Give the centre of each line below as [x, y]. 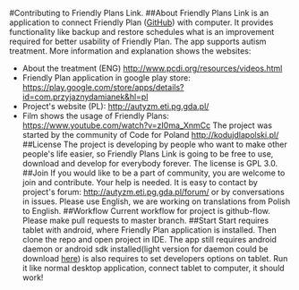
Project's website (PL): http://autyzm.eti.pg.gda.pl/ [115, 106]
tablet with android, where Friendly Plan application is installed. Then [149, 230]
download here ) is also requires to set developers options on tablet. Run [155, 258]
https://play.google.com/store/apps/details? [103, 87]
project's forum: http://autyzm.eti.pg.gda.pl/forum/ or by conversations [153, 192]
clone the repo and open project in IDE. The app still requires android [149, 239]
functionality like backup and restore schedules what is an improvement [142, 32]
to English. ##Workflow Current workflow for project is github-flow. [146, 211]
